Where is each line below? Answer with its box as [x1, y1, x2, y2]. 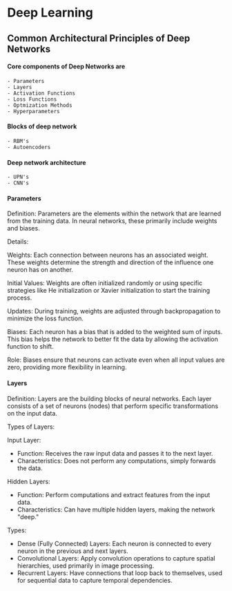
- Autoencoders [7, 144, 51, 151]
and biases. [7, 224, 40, 233]
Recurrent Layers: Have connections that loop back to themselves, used [17, 568, 222, 577]
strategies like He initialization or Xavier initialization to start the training [7, 287, 211, 295]
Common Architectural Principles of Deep [7, 32, 191, 44]
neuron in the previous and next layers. [17, 547, 129, 555]
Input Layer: [7, 436, 41, 444]
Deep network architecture [7, 158, 86, 166]
